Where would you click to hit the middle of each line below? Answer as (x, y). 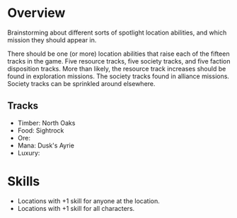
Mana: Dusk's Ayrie (46, 145)
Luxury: (29, 152)
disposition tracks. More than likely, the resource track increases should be (117, 68)
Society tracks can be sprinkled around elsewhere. (81, 83)
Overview (36, 13)
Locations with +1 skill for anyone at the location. (89, 201)
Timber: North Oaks (46, 123)
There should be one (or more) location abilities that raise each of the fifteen (118, 54)
